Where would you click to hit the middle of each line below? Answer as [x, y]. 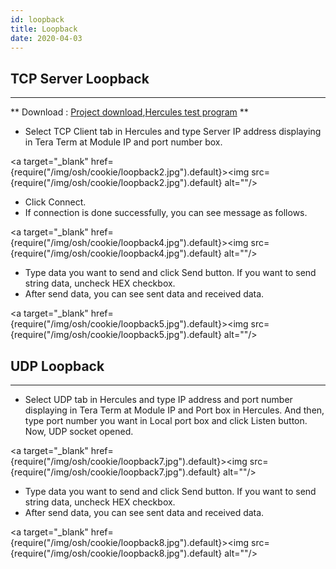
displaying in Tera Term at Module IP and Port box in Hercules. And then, [174, 410]
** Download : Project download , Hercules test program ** [129, 112]
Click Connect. [55, 202]
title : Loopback [44, 29]
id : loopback [37, 19]
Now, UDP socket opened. [79, 431]
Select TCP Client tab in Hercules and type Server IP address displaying [173, 132]
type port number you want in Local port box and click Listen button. [166, 420]
